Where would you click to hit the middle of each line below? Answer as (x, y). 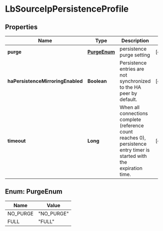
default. (128, 99)
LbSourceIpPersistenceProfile (67, 9)
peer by (128, 93)
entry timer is (135, 150)
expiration (131, 168)
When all (130, 107)
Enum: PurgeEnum (34, 192)
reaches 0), (133, 138)
